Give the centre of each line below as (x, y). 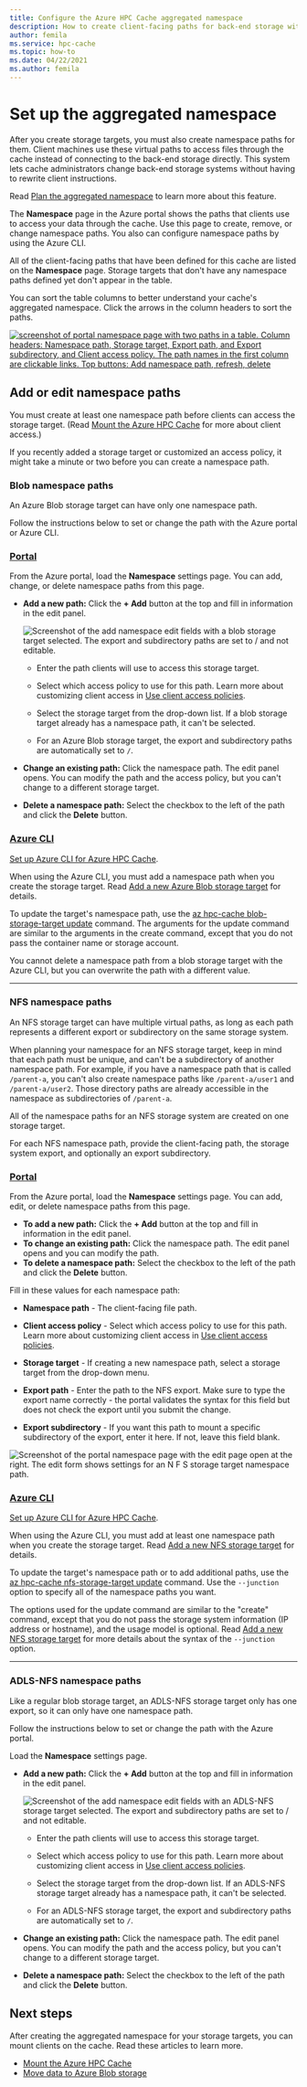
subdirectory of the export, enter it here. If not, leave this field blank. (151, 1437)
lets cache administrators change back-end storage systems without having (152, 168)
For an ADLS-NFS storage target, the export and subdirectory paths (164, 1911)
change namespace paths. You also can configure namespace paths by (144, 233)
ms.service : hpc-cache (53, 43)
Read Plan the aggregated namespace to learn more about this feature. (143, 196)
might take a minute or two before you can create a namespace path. (139, 462)
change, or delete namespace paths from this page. (107, 586)
